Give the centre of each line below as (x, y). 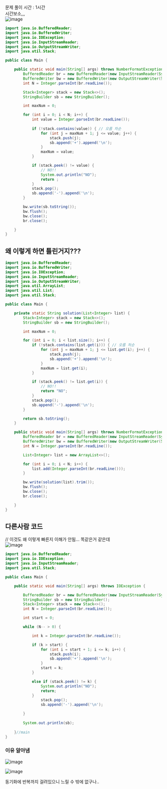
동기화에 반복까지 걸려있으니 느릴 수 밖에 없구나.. (52, 782)
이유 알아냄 (18, 751)
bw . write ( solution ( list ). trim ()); (59, 482)
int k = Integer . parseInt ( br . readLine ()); (76, 636)
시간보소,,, (15, 13)
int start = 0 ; (39, 618)
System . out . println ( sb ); (49, 723)
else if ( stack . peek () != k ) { (64, 681)
